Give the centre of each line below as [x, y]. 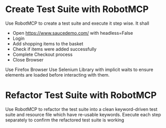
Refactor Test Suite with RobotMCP [81, 95]
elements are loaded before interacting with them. [58, 75]
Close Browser [28, 59]
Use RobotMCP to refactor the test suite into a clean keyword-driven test [81, 109]
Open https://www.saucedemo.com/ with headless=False [73, 33]
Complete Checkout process [42, 54]
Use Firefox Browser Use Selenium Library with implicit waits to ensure [79, 70]
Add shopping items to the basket [48, 43]
